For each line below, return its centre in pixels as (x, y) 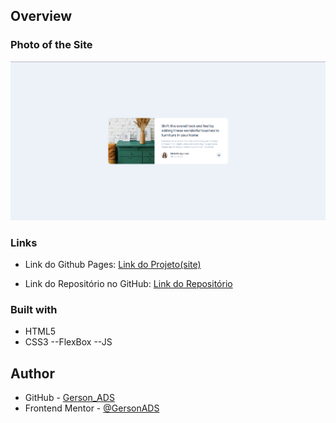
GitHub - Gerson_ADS (69, 398)
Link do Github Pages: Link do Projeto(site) (113, 265)
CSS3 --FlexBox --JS (68, 342)
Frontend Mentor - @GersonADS (92, 408)
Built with (34, 310)
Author (32, 373)
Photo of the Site (51, 45)
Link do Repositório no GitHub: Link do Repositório (128, 284)
